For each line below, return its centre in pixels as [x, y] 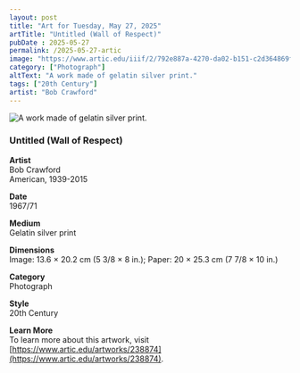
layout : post [33, 17]
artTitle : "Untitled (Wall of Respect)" [86, 34]
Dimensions [32, 250]
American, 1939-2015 [49, 178]
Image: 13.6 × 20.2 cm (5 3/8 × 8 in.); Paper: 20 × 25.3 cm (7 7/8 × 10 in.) [144, 259]
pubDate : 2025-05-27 [50, 42]
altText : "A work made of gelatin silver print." [104, 76]
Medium [25, 223]
